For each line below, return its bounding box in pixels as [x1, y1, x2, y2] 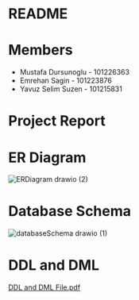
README [8, 5, 68, 23]
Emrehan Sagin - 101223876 [19, 76, 113, 86]
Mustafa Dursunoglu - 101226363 [19, 67, 129, 77]
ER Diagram [8, 148, 87, 167]
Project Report [8, 112, 106, 130]
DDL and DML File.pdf [8, 283, 81, 292]
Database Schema [8, 202, 132, 221]
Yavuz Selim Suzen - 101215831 [19, 84, 123, 94]
